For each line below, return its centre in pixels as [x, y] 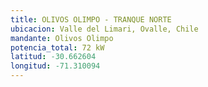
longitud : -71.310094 [55, 66]
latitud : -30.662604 [53, 57]
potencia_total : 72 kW [57, 47]
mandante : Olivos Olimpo [62, 38]
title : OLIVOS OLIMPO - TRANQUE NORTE [91, 19]
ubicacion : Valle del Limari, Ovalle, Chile [104, 29]
